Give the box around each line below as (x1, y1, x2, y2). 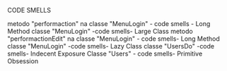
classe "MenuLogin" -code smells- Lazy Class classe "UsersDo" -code (7, 42, 215, 50)
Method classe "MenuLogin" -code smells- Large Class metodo (7, 27, 193, 35)
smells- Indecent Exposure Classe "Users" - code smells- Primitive (7, 49, 203, 58)
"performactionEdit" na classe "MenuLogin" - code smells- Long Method (7, 34, 221, 43)
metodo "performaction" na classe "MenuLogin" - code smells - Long (7, 20, 211, 27)
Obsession (7, 57, 39, 65)
